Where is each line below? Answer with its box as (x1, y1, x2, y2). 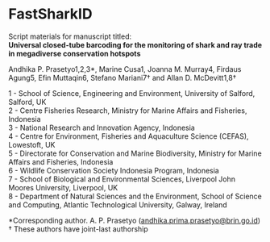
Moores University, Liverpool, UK (8, 182, 118, 192)
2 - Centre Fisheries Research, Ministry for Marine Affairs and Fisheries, (8, 106, 247, 115)
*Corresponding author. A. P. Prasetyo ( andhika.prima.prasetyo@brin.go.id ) (8, 215, 260, 225)
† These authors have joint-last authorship (8, 223, 149, 234)
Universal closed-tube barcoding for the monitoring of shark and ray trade (8, 40, 263, 49)
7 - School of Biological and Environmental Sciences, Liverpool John (8, 174, 236, 184)
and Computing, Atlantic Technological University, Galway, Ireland (8, 199, 227, 210)
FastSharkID (8, 5, 93, 23)
